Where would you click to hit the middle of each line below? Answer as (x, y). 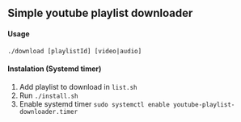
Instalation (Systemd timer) (55, 69)
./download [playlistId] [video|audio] (75, 51)
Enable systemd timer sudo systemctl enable (95, 103)
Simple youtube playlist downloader (100, 13)
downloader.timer (49, 111)
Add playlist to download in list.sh (78, 86)
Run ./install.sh (49, 95)
